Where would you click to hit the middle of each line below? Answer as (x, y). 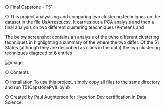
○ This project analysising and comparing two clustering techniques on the (83, 17)
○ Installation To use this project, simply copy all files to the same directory (82, 82)
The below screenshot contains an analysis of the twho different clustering (82, 37)
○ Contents (17, 72)
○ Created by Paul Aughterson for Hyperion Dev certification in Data (76, 97)
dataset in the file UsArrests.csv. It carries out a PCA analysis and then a (80, 22)
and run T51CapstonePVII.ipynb (38, 87)
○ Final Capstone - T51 (29, 7)
